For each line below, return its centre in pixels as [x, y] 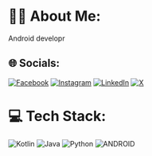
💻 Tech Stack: [57, 116]
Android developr [37, 38]
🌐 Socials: [34, 63]
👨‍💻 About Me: [55, 16]
